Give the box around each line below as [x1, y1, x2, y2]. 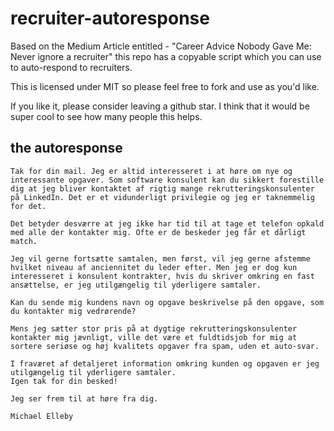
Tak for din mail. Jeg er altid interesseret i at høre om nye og [10, 166, 293, 176]
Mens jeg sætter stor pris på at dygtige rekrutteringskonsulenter [10, 323, 298, 334]
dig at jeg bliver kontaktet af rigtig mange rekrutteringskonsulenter [10, 183, 315, 194]
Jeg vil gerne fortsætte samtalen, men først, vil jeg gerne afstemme [10, 253, 311, 264]
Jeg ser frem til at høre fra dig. [10, 393, 159, 404]
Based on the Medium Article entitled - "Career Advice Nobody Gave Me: [10, 40, 312, 52]
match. [10, 236, 38, 246]
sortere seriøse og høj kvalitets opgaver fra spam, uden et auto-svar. [10, 341, 320, 351]
